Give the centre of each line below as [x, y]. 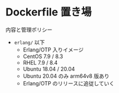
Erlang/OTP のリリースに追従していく [69, 83]
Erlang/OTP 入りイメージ [53, 49]
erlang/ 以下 [29, 42]
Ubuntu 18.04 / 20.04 [49, 69]
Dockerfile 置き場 [49, 12]
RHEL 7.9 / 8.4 [40, 62]
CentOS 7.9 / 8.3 [43, 56]
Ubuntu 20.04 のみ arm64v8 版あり [66, 76]
